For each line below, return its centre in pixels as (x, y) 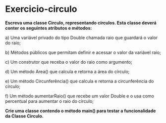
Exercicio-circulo (41, 9)
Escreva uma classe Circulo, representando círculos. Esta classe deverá (81, 23)
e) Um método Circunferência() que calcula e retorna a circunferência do (80, 81)
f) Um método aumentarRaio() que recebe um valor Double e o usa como (80, 96)
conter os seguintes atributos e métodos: (49, 28)
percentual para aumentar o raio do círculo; (50, 101)
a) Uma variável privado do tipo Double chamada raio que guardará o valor (81, 38)
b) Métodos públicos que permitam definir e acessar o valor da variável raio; (83, 52)
